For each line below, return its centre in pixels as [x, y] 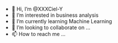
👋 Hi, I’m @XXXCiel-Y [37, 9]
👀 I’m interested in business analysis [55, 15]
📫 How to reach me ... [38, 34]
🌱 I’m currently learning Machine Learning [62, 21]
